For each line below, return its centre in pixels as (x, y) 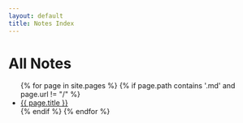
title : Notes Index (41, 23)
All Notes (40, 64)
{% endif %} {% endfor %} (65, 112)
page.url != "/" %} (50, 95)
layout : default (36, 16)
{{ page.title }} (44, 103)
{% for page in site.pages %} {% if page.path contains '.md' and (128, 86)
